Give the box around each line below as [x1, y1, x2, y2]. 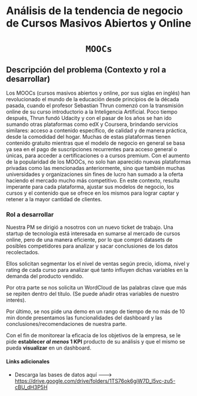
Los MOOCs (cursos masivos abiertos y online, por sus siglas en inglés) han [6, 89, 191, 96]
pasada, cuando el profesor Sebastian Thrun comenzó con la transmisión [6, 102, 184, 109]
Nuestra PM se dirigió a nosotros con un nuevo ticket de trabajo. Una [6, 224, 173, 231]
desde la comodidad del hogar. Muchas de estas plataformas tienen [6, 134, 171, 141]
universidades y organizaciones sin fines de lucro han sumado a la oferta [6, 171, 183, 178]
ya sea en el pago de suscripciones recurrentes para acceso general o [6, 146, 178, 153]
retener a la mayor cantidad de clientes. [6, 196, 102, 203]
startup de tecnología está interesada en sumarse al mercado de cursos [6, 230, 181, 237]
